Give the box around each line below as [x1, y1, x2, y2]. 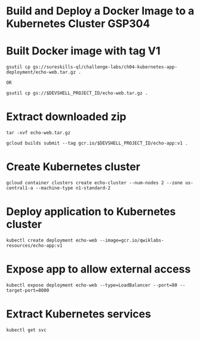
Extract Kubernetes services [6, 307, 151, 321]
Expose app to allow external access [6, 262, 191, 276]
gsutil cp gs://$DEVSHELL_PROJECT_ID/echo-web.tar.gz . [6, 90, 148, 96]
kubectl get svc [6, 327, 47, 333]
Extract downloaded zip [6, 110, 127, 124]
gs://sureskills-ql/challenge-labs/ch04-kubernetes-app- [32, 64, 178, 70]
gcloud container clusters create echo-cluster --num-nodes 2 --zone [6, 180, 183, 186]
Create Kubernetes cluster [6, 160, 140, 174]
